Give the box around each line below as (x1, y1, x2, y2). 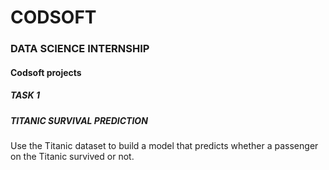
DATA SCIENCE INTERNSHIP (10, 42, 150, 56)
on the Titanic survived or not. (10, 151, 135, 163)
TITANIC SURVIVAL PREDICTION (10, 114, 148, 126)
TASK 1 (10, 89, 40, 101)
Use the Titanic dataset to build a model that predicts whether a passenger (10, 140, 319, 152)
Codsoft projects (10, 66, 82, 78)
